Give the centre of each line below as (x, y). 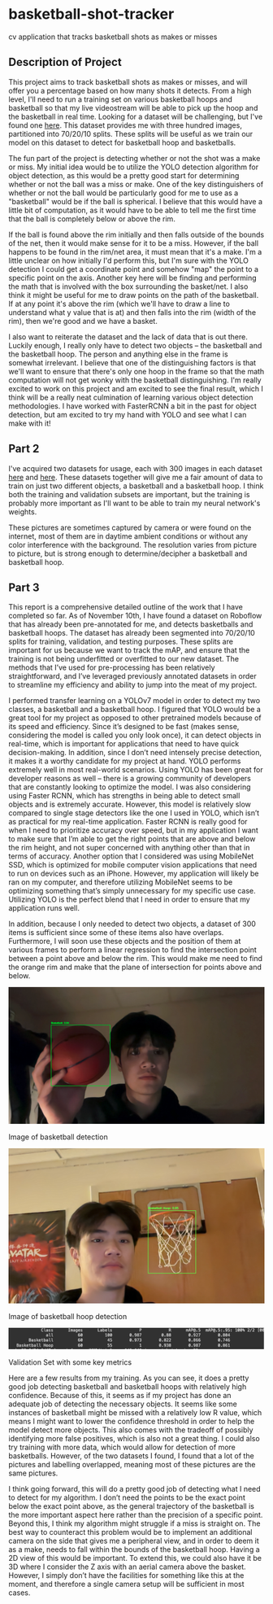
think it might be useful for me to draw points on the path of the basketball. (134, 295)
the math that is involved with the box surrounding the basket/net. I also (128, 286)
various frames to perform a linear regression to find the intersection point (133, 950)
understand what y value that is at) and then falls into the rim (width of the (132, 312)
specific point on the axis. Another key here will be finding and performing (133, 278)
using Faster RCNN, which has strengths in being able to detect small (124, 796)
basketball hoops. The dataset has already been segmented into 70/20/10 (132, 633)
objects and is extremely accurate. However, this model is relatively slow (130, 804)
